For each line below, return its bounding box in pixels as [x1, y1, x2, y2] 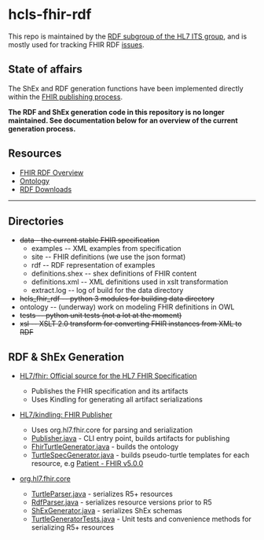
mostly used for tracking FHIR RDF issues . [8, 39, 145, 49]
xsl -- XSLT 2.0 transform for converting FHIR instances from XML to [19, 319, 242, 328]
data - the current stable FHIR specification [19, 235, 159, 245]
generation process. [8, 124, 76, 133]
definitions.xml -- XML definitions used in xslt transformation [31, 277, 229, 287]
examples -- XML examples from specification [31, 244, 182, 253]
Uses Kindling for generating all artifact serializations [31, 395, 203, 405]
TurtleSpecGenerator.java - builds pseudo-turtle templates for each [31, 450, 250, 460]
